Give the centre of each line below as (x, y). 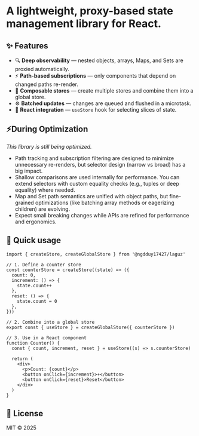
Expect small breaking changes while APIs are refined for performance (102, 215)
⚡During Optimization (47, 129)
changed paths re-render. (47, 84)
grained (24, 202)
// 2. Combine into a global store (50, 322)
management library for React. (84, 24)
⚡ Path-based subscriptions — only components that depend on (95, 76)
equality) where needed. (45, 190)
